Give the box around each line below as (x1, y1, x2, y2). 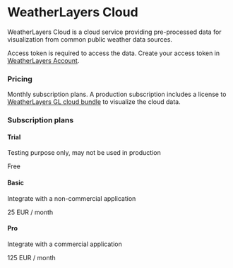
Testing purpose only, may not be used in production (7, 148, 161, 157)
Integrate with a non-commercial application (7, 194, 136, 202)
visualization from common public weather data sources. (7, 35, 173, 43)
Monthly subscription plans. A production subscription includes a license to (7, 90, 227, 99)
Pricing (7, 74, 33, 83)
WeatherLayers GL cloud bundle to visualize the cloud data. (7, 98, 181, 106)
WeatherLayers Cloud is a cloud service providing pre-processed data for (7, 28, 222, 36)
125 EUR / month (7, 253, 56, 262)
